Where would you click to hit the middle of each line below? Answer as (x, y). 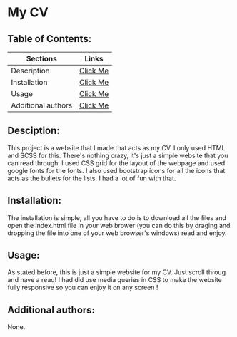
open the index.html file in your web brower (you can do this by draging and (119, 225)
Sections (41, 59)
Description (30, 71)
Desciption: (34, 131)
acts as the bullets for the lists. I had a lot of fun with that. (92, 178)
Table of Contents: (50, 39)
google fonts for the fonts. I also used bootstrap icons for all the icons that (116, 170)
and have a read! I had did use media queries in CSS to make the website (115, 280)
